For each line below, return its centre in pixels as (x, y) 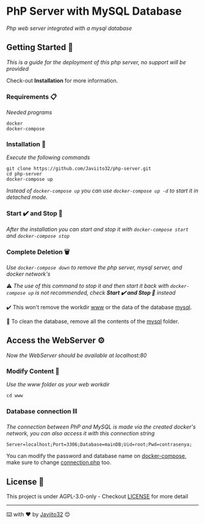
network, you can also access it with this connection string (81, 434)
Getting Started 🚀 (40, 47)
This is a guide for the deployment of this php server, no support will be (96, 62)
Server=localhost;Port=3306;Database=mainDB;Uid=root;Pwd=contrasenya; (99, 445)
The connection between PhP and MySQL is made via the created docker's (101, 427)
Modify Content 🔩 (33, 371)
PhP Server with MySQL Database (94, 11)
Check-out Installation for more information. (62, 80)
